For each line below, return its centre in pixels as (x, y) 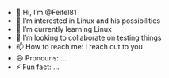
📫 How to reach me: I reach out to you (79, 47)
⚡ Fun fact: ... (37, 67)
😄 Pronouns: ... (41, 58)
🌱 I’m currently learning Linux (64, 29)
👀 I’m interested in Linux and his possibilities (88, 21)
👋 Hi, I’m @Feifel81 (46, 12)
